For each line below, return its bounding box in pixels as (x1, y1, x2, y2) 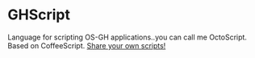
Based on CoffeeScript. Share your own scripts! (7, 40, 166, 50)
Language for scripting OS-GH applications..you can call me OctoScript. (7, 32, 248, 42)
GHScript (7, 6, 70, 24)
